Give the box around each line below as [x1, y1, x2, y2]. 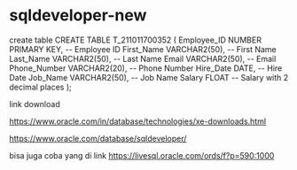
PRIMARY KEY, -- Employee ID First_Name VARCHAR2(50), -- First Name [9, 43, 277, 54]
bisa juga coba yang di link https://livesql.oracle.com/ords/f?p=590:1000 [9, 150, 275, 160]
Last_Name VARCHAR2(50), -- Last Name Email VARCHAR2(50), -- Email [9, 53, 277, 64]
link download [9, 98, 60, 109]
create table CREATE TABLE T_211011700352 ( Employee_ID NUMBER [9, 35, 262, 45]
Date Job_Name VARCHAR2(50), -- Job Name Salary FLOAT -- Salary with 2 [9, 72, 289, 82]
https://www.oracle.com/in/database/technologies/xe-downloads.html [9, 116, 267, 127]
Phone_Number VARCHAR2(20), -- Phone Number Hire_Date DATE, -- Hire [9, 63, 283, 73]
